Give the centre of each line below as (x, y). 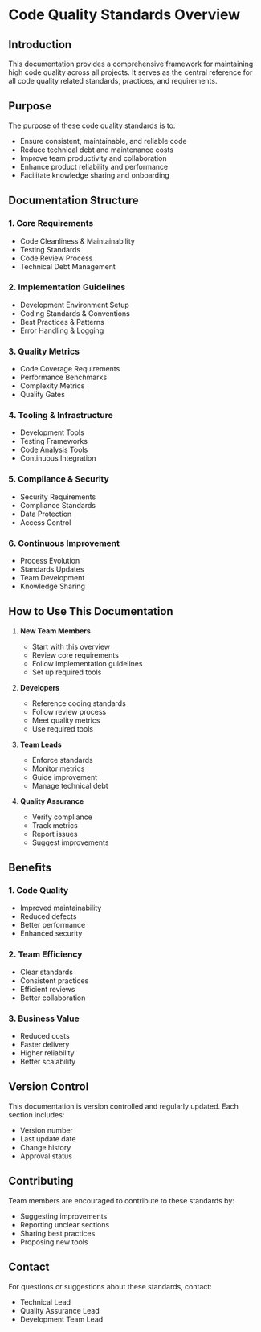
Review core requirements (75, 655)
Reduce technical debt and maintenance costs (97, 150)
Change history (45, 1147)
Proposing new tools (54, 1242)
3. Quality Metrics (44, 351)
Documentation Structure (73, 201)
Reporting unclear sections (65, 1224)
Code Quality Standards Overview (124, 15)
